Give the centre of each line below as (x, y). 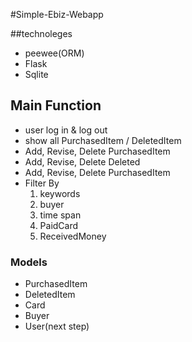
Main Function (56, 105)
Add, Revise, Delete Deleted (82, 161)
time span (60, 215)
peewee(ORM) (54, 53)
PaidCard (59, 225)
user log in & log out (66, 130)
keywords (60, 193)
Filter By (42, 183)
